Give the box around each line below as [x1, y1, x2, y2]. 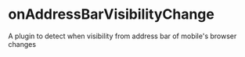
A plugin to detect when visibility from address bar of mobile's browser [8, 31, 237, 41]
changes [8, 39, 37, 48]
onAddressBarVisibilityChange [8, 5, 215, 23]
